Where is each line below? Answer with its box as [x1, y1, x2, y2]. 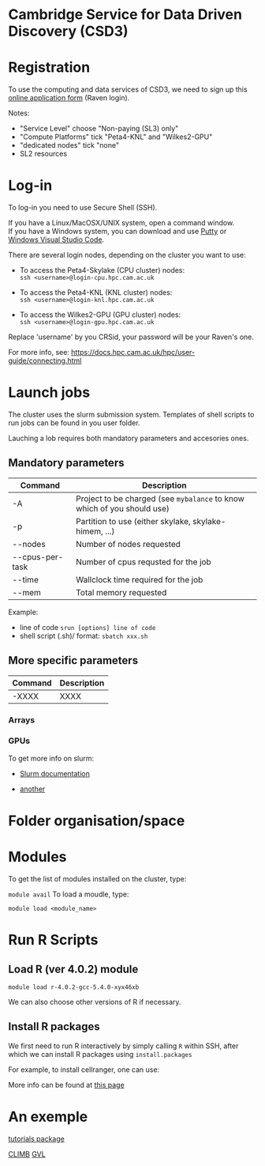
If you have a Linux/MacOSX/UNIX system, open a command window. [8, 218, 235, 228]
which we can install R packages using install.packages [8, 1049, 192, 1058]
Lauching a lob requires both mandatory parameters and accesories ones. [8, 433, 249, 443]
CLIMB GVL [8, 1149, 46, 1159]
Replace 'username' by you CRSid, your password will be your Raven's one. [8, 332, 255, 341]
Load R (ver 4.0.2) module [8, 962, 139, 975]
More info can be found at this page [8, 1080, 125, 1089]
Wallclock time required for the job [76, 574, 203, 585]
